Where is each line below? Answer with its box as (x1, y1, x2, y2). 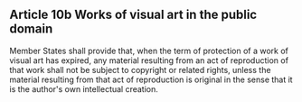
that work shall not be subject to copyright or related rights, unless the (9, 64, 271, 75)
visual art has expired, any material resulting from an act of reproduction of (9, 54, 289, 66)
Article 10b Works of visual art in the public (9, 7, 258, 23)
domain (9, 22, 53, 37)
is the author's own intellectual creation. (9, 83, 158, 94)
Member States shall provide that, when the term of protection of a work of (9, 45, 289, 56)
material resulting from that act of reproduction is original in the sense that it (9, 74, 293, 85)
